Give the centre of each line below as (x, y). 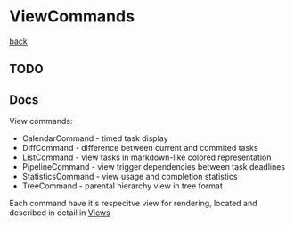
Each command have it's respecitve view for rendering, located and (133, 204)
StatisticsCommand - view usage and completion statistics (130, 177)
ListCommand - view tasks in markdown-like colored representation (147, 157)
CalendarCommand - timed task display (95, 138)
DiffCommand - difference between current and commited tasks (140, 148)
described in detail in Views (60, 213)
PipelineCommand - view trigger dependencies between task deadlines (154, 167)
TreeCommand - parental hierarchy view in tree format (122, 186)
